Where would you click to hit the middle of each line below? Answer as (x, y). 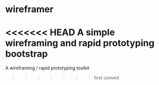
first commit (107, 78)
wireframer (29, 9)
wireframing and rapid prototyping (80, 43)
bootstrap (26, 54)
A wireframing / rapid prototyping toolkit (47, 68)
